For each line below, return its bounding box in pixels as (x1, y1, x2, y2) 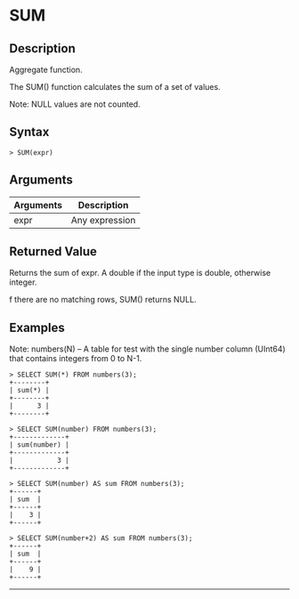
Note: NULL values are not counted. (9, 99, 141, 109)
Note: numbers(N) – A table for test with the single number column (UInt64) (9, 344, 287, 354)
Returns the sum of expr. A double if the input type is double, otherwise (9, 268, 271, 279)
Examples (9, 320, 65, 335)
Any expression (70, 214, 136, 226)
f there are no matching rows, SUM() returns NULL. (9, 295, 198, 305)
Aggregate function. (9, 64, 83, 75)
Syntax (9, 125, 50, 140)
